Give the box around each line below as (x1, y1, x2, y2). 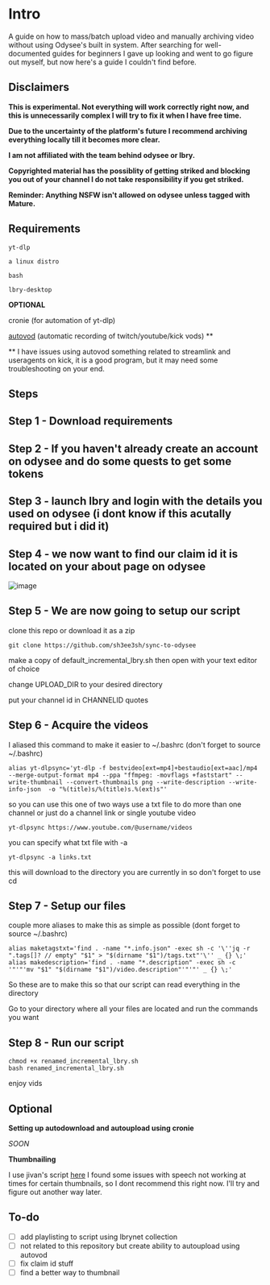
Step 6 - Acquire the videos (8, 719, 149, 732)
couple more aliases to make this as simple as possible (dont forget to (8, 920, 240, 931)
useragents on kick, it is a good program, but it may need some (8, 355, 218, 365)
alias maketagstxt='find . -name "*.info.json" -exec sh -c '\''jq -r (8, 944, 251, 953)
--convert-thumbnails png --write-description (65, 778, 226, 786)
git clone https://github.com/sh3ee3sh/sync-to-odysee (8, 641, 197, 649)
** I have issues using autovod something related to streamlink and (8, 346, 231, 356)
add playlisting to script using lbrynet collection (19, 1232, 178, 1241)
